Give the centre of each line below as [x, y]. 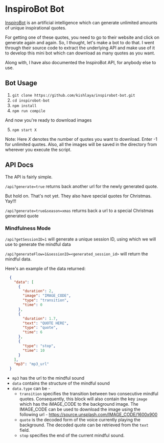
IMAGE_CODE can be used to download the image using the [80, 409]
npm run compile [29, 111]
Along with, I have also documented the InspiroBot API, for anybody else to [81, 62]
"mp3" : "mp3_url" [32, 364]
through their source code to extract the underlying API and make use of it [80, 48]
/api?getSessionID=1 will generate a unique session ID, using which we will [81, 239]
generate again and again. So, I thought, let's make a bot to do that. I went [80, 42]
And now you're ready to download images [48, 120]
